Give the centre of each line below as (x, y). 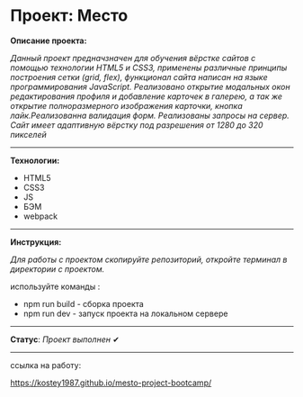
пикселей (29, 134)
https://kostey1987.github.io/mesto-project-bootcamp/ (111, 383)
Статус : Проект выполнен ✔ (65, 339)
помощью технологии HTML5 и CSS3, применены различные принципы (149, 68)
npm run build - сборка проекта (84, 303)
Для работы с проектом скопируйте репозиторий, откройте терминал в (149, 259)
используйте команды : (55, 286)
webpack (40, 216)
